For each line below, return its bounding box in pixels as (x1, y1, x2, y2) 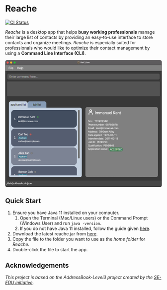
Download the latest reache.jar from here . (12, 231, 98, 237)
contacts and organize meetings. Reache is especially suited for (5, 39, 136, 45)
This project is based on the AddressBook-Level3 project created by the (5, 274, 153, 281)
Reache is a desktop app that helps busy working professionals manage (5, 29, 155, 35)
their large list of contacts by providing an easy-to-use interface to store (5, 34, 153, 40)
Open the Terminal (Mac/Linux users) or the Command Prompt (19, 215, 148, 221)
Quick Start (5, 197, 41, 205)
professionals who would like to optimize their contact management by (5, 45, 150, 51)
